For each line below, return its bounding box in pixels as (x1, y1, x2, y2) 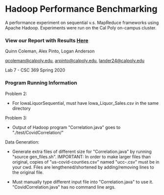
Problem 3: (5, 115, 27, 121)
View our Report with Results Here (5, 37, 89, 44)
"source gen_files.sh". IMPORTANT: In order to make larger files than (12, 153, 151, 160)
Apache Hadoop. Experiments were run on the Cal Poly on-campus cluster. (5, 24, 157, 30)
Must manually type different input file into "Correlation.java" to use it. (12, 179, 153, 185)
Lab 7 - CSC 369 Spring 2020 (5, 67, 65, 73)
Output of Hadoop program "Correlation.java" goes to (12, 124, 121, 130)
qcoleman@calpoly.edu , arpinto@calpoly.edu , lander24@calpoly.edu (5, 58, 145, 64)
